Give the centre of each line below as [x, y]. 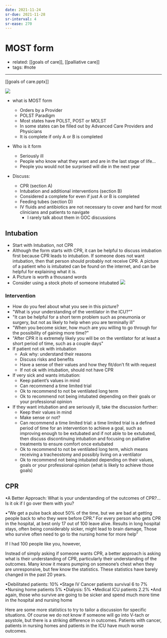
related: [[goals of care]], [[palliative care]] [56, 62]
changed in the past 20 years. [36, 575]
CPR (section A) [36, 186]
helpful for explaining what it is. [44, 271]
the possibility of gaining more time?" [50, 333]
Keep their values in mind [46, 412]
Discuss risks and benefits [47, 359]
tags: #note [24, 67]
